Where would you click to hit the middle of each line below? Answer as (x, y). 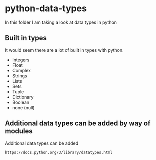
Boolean (21, 102)
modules (19, 131)
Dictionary (23, 97)
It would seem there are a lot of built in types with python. (64, 50)
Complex (22, 70)
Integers (21, 60)
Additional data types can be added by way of (78, 124)
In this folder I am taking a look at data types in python (61, 22)
